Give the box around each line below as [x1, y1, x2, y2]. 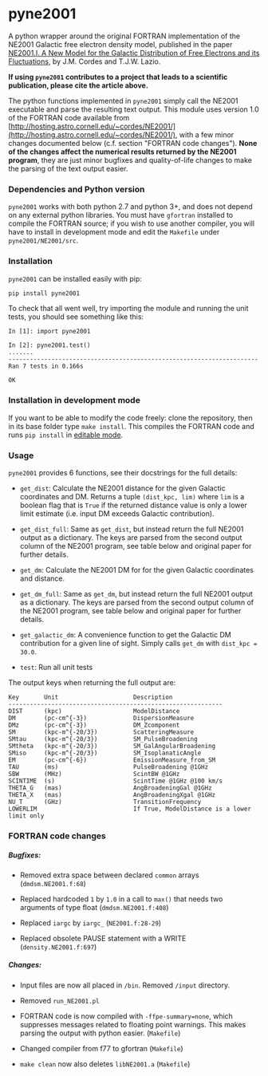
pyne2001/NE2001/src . [8, 236, 79, 246]
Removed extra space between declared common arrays [19, 870, 199, 880]
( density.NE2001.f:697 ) [19, 942, 97, 952]
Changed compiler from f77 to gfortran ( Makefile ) [19, 1043, 183, 1053]
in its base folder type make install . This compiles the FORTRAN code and [8, 421, 255, 431]
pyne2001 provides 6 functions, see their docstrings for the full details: [8, 468, 238, 477]
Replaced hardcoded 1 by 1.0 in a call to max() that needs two [19, 894, 223, 904]
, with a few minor [175, 129, 235, 140]
